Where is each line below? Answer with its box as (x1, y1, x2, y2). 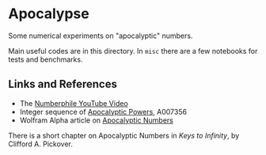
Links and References (8, 77, 117, 91)
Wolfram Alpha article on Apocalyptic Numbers (19, 115, 174, 125)
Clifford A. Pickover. (8, 139, 73, 149)
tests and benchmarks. (8, 55, 83, 64)
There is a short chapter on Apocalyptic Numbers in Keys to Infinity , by (8, 130, 240, 140)
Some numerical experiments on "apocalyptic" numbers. (8, 31, 193, 40)
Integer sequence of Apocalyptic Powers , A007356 (19, 107, 188, 116)
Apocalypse (8, 5, 89, 23)
